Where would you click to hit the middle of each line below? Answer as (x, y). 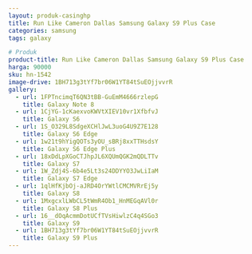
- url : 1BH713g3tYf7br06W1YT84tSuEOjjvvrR (87, 231)
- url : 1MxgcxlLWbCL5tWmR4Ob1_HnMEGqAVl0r (87, 200)
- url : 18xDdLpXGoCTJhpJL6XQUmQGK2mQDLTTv (87, 157)
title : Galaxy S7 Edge (60, 179)
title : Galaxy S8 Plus (60, 208)
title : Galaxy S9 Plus (60, 238)
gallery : (23, 89)
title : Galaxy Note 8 (58, 105)
